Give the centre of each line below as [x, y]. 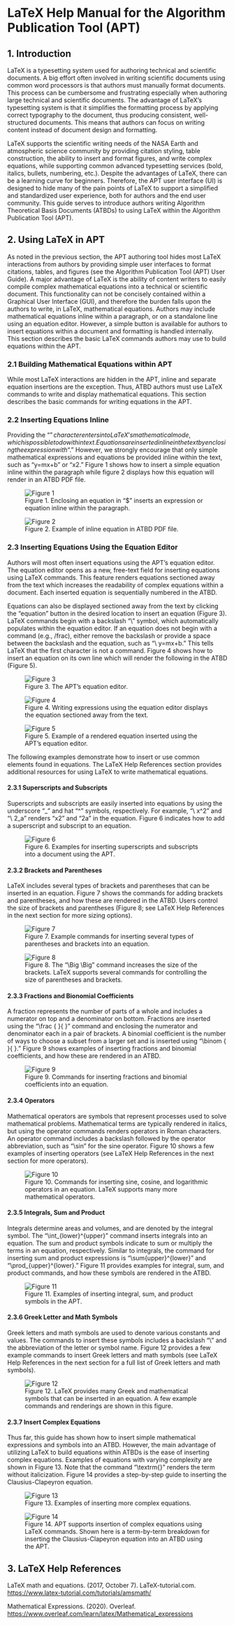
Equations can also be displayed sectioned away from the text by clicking [113, 606]
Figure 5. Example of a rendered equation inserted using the [111, 736]
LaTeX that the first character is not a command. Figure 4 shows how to [110, 650]
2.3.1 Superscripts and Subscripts [58, 788]
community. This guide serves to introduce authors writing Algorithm [106, 203]
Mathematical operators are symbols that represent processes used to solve [117, 1116]
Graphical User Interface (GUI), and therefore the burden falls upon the [109, 301]
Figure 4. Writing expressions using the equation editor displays [116, 707]
